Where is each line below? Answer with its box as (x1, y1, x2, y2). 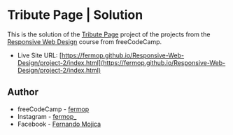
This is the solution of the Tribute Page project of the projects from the (7, 30, 211, 38)
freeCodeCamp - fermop (17, 105, 90, 113)
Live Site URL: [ (17, 51, 62, 59)
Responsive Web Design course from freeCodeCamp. (7, 37, 162, 45)
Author (7, 86, 38, 98)
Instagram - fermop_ (17, 112, 77, 120)
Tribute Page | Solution (7, 7, 143, 23)
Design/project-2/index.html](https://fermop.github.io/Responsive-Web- (17, 58, 226, 66)
